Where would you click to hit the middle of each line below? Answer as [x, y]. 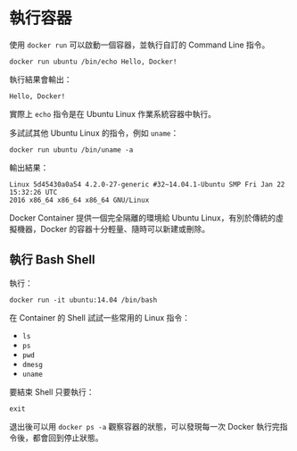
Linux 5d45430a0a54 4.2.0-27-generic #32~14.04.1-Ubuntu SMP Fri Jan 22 [147, 184]
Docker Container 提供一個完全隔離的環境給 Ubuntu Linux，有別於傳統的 [143, 217]
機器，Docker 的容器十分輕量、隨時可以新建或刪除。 [113, 229]
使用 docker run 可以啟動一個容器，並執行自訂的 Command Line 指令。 [140, 45]
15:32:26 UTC [33, 192]
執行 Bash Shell [52, 260]
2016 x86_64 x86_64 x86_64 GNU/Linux [79, 200]
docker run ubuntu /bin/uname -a [71, 150]
